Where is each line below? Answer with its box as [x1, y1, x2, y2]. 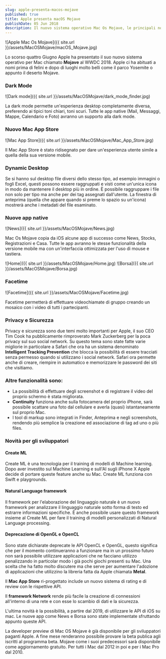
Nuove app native [5, 214, 48, 221]
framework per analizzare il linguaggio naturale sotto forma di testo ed [5, 504, 148, 510]
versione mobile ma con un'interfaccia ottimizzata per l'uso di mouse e [5, 246, 150, 252]
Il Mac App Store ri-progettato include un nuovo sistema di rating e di [5, 578, 147, 584]
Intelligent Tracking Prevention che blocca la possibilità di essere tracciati [5, 349, 158, 355]
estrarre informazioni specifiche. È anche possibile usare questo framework [5, 509, 160, 515]
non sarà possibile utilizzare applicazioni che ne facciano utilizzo [5, 553, 137, 558]
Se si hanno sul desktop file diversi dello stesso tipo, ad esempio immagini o [5, 176, 160, 182]
